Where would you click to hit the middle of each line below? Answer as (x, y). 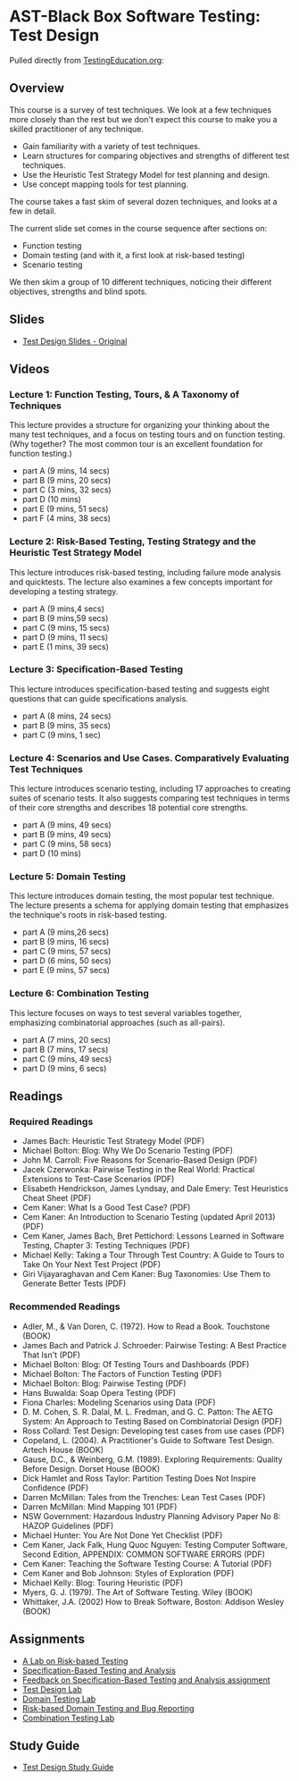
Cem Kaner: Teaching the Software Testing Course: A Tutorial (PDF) (147, 1563)
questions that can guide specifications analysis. (99, 698)
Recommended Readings (65, 1306)
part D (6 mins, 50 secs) (66, 961)
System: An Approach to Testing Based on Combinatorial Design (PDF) (152, 1421)
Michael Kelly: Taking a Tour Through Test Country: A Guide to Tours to (153, 1255)
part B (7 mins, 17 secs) (65, 1049)
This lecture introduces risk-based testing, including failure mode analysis (145, 572)
